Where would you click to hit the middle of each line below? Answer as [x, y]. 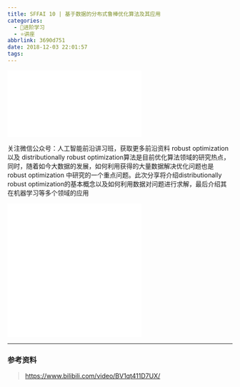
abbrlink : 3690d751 [36, 41]
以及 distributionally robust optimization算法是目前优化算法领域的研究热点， [119, 157]
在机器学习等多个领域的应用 [48, 193]
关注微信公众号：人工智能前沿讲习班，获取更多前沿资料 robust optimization [118, 148]
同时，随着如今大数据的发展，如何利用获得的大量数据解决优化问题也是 [111, 166]
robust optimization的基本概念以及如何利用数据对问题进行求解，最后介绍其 [117, 184]
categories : [25, 21]
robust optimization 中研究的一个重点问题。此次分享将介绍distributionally [115, 175]
